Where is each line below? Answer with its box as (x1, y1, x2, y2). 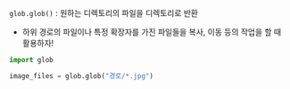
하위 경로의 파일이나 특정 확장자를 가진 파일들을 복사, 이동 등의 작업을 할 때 (21, 27, 282, 37)
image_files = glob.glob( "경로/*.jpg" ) (9, 71, 154, 80)
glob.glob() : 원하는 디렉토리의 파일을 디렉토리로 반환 (9, 8, 199, 18)
